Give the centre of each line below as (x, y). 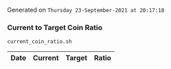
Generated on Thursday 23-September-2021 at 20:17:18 (86, 10)
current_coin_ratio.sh (39, 42)
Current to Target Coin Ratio (55, 27)
